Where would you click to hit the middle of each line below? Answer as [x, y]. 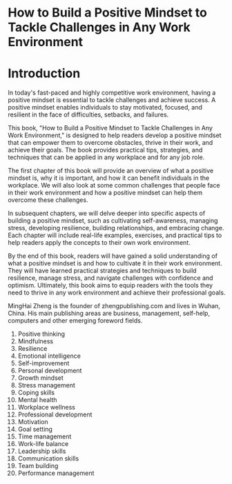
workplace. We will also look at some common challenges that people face [114, 185]
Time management [45, 436]
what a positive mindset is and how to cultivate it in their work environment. [115, 263]
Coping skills [36, 393]
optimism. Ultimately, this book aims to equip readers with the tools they [110, 285]
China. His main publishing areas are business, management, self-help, [109, 313]
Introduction [44, 73]
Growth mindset [41, 378]
